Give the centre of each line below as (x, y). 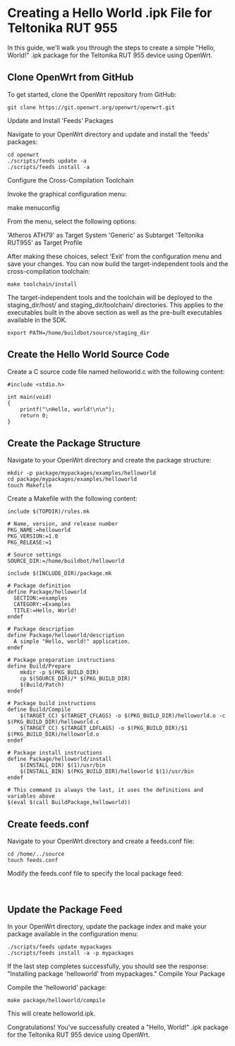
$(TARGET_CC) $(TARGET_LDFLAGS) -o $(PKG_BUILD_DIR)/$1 (104, 728)
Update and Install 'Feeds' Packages (61, 120)
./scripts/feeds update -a (47, 161)
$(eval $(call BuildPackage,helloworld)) (69, 803)
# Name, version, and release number (63, 524)
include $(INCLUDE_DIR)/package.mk (60, 574)
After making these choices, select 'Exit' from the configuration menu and (115, 256)
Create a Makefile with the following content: (72, 499)
